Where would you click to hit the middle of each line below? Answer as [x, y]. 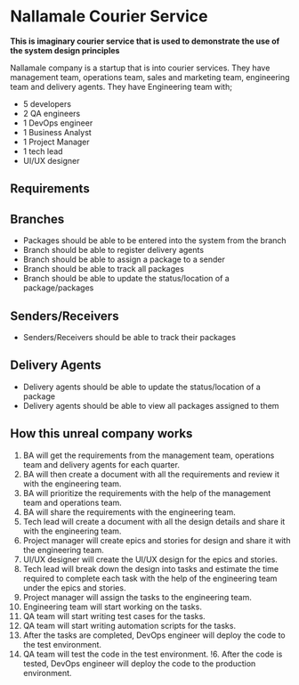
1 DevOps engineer [58, 123]
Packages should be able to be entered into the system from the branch [155, 241]
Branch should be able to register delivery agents [113, 250]
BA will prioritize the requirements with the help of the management [147, 493]
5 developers [47, 103]
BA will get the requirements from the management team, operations [149, 455]
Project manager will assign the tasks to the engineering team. [137, 597]
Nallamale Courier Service [109, 16]
